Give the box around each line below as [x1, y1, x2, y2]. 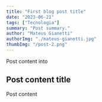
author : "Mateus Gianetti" [6, 31, 73, 37]
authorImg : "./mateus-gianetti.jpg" [6, 36, 97, 42]
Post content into [6, 57, 48, 65]
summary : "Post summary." [6, 25, 70, 31]
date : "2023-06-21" [6, 14, 55, 20]
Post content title [6, 75, 71, 85]
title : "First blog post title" [6, 8, 86, 15]
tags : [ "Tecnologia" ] [6, 19, 60, 25]
